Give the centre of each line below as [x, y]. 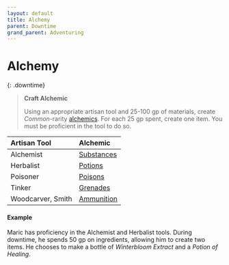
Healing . [19, 254]
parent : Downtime [32, 26]
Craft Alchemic [46, 98]
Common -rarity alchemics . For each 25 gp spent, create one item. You [123, 119]
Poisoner [25, 177]
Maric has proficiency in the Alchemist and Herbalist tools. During [100, 232]
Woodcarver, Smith [41, 199]
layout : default [30, 13]
